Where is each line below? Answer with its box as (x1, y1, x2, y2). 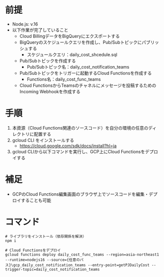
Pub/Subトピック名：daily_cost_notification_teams (27, 64, 130, 69)
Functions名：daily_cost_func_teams (27, 76, 101, 82)
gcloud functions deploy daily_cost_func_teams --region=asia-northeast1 (5, 252, 160, 257)
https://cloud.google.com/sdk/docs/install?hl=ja (19, 142, 117, 148)
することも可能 (21, 197, 52, 203)
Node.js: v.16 (12, 21, 38, 27)
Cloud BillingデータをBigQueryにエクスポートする (19, 33, 120, 39)
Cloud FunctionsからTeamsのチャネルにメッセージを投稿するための (19, 82, 157, 88)
